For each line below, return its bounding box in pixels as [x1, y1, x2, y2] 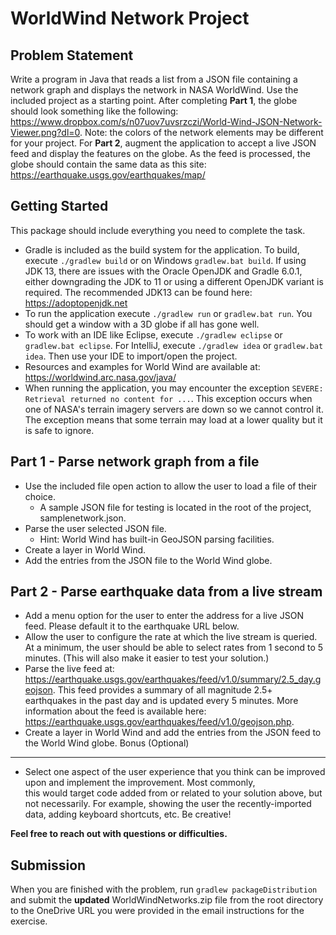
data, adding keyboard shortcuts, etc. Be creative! [24, 808, 232, 821]
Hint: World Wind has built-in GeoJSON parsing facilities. [39, 533, 275, 545]
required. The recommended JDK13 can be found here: [24, 286, 253, 298]
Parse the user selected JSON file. [24, 522, 167, 534]
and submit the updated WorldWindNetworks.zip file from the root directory [10, 894, 324, 906]
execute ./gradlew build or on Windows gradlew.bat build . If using [24, 254, 307, 266]
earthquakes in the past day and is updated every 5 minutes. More [24, 695, 299, 707]
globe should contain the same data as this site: [10, 158, 207, 170]
